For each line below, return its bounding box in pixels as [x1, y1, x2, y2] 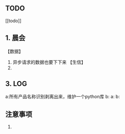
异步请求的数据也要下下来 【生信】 [12, 59, 86, 65]
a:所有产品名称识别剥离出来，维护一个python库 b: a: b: [5, 94, 120, 100]
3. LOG [5, 79, 27, 88]
